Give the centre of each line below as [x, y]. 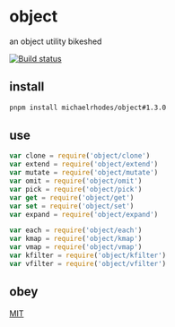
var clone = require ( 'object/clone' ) [80, 156]
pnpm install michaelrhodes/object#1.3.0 [88, 108]
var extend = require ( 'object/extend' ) [84, 164]
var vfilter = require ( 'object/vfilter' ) [88, 263]
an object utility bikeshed [56, 41]
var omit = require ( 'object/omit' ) [76, 181]
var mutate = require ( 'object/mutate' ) [84, 173]
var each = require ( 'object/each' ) [76, 230]
